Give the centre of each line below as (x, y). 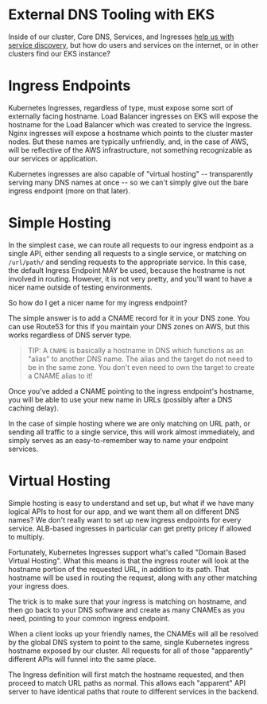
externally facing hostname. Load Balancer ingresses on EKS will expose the (133, 116)
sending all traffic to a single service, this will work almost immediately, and (132, 432)
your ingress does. (39, 585)
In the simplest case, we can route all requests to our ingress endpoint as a (131, 245)
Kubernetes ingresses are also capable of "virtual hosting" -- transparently (131, 173)
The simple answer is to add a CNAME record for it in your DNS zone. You (129, 318)
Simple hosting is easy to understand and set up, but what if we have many (131, 503)
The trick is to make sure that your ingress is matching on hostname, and (128, 601)
